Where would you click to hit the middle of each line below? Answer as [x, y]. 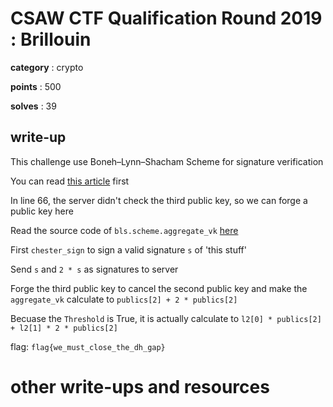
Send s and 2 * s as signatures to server [94, 269]
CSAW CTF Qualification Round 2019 [166, 18]
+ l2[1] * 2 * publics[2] [64, 328]
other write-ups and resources [140, 386]
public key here [42, 211]
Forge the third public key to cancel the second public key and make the [159, 288]
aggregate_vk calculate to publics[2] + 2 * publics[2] [124, 299]
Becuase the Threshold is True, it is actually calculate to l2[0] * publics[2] [166, 318]
